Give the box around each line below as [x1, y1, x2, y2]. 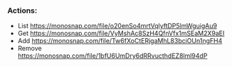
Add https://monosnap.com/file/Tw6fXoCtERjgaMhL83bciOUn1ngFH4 [17, 37, 223, 45]
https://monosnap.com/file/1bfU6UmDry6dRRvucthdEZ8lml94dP [17, 51, 208, 60]
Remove [17, 44, 42, 53]
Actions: [7, 6, 38, 16]
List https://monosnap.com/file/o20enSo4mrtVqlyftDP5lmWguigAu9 [17, 22, 217, 30]
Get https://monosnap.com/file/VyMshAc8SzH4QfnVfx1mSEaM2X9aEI [17, 29, 225, 37]
